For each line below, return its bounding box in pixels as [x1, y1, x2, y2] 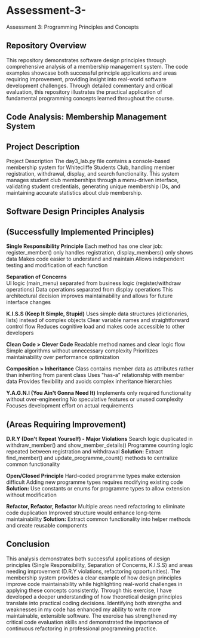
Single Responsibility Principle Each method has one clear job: [6, 243, 163, 250]
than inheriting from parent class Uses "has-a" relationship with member [6, 372, 185, 379]
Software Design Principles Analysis [6, 207, 145, 217]
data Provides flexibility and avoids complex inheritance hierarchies [6, 378, 172, 385]
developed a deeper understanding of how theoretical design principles [6, 593, 183, 600]
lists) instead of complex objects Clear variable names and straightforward [6, 317, 190, 324]
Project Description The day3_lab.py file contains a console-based [6, 157, 170, 164]
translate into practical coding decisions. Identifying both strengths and [6, 599, 182, 606]
